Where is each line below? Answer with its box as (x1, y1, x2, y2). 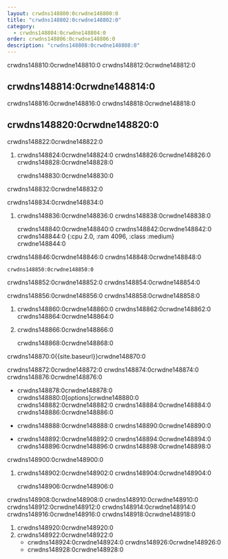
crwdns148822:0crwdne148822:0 (7, 137, 103, 145)
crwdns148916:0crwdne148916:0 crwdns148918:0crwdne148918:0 (7, 510, 196, 518)
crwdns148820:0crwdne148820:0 (7, 119, 159, 131)
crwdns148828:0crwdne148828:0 (17, 158, 114, 166)
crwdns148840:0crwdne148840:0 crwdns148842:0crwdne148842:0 (17, 224, 212, 233)
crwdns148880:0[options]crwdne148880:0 (17, 393, 139, 401)
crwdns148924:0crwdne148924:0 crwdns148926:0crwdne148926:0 (27, 538, 222, 546)
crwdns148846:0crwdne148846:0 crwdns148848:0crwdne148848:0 (7, 253, 202, 261)
